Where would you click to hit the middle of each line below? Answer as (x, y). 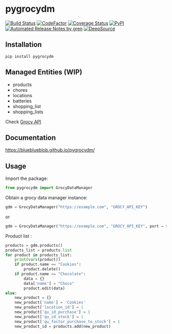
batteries (22, 101)
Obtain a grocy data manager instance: (46, 198)
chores (20, 90)
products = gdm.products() (34, 245)
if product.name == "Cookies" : (48, 264)
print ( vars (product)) (37, 260)
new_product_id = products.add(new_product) (63, 326)
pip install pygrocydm (29, 56)
